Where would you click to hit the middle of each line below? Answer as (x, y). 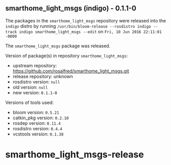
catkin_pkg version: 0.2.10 (41, 118)
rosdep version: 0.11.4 (37, 123)
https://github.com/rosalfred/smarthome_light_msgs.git (71, 71)
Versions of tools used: (30, 102)
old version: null (30, 87)
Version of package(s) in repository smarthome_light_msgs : (67, 56)
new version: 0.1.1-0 (35, 92)
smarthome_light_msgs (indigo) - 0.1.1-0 (71, 8)
